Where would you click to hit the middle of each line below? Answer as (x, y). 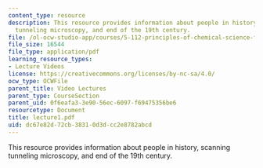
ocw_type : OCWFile (38, 81)
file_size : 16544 (36, 45)
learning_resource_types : (50, 60)
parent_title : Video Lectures (58, 88)
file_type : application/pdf (54, 52)
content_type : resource (47, 15)
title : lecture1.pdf (42, 118)
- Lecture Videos (36, 67)
